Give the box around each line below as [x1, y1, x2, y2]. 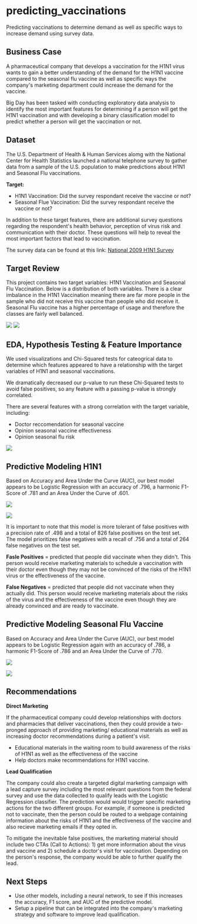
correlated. [6, 392, 33, 399]
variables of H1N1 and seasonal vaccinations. [6, 368, 116, 375]
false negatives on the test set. [6, 542, 81, 549]
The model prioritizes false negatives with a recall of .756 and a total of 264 [6, 536, 189, 543]
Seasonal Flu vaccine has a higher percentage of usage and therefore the [6, 304, 185, 311]
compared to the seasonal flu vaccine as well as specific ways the [6, 75, 166, 82]
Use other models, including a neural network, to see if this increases [14, 892, 183, 899]
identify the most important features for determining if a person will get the [6, 105, 188, 113]
